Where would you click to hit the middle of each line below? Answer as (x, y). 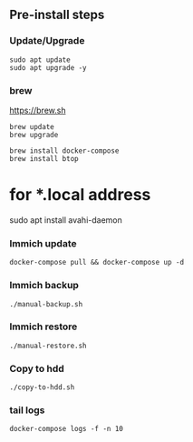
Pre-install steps (57, 15)
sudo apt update (40, 60)
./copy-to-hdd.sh (42, 387)
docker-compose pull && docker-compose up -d (96, 263)
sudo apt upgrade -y (48, 67)
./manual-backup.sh (46, 304)
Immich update (43, 243)
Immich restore (43, 326)
